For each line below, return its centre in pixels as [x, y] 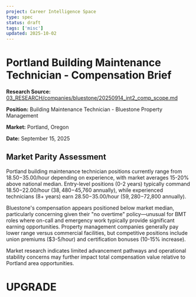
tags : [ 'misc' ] [25, 28]
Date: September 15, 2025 [38, 139]
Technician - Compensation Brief [89, 75]
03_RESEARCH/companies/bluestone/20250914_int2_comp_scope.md [92, 98]
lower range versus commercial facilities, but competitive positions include [97, 233]
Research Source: [29, 92]
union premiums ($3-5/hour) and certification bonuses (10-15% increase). [96, 239]
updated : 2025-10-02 [32, 34]
